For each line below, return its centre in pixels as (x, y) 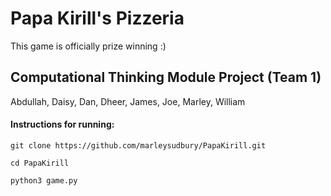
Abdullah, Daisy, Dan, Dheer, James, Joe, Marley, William (128, 101)
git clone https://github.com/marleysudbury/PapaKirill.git (138, 145)
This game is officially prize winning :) (88, 46)
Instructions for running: (62, 124)
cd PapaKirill (40, 163)
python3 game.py (44, 180)
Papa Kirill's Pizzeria (97, 18)
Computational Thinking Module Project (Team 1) (166, 77)
